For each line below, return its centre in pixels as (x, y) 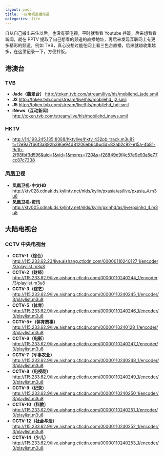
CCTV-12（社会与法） (34, 421)
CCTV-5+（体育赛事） (35, 322)
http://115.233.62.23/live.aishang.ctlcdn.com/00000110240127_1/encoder (85, 261)
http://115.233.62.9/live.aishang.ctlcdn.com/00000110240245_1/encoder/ (85, 295)
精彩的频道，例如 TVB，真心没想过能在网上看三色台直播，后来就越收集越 (82, 46)
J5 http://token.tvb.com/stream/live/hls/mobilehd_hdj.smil (71, 105)
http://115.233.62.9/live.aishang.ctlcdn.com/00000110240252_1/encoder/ (85, 427)
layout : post (18, 10)
